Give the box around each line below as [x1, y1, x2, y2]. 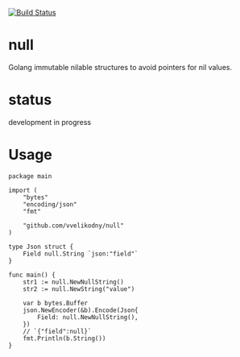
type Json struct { [8, 243, 74, 251]
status [8, 91, 52, 109]
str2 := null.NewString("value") [23, 284, 135, 293]
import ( [8, 186, 38, 194]
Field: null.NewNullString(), [37, 313, 139, 322]
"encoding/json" [23, 200, 78, 209]
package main [8, 172, 52, 181]
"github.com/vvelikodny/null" [23, 222, 125, 230]
